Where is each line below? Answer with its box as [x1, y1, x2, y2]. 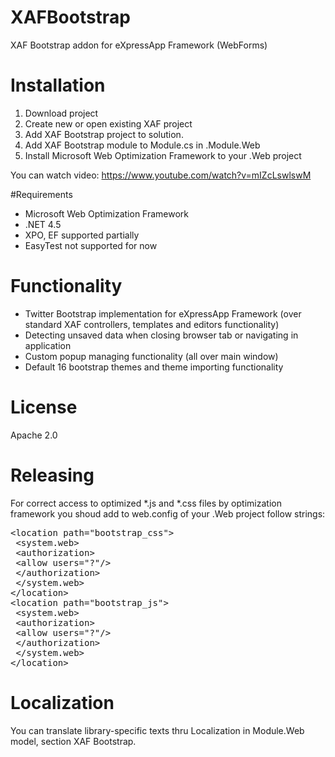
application [24, 339, 72, 351]
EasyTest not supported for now [24, 239, 158, 251]
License [10, 396, 78, 418]
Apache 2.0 [10, 429, 58, 441]
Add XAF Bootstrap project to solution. [24, 128, 184, 140]
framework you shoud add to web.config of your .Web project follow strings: [10, 507, 326, 520]
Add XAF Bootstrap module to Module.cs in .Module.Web [24, 139, 261, 151]
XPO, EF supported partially [24, 229, 140, 241]
